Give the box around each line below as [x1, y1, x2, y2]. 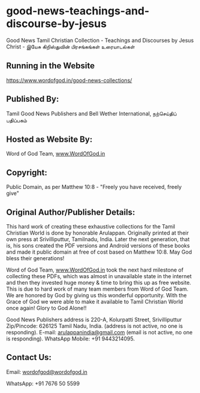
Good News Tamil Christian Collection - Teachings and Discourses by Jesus [6, 36, 194, 44]
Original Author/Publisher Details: [6, 207, 135, 217]
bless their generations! [6, 255, 65, 261]
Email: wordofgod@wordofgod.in [6, 368, 88, 375]
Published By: [6, 94, 59, 104]
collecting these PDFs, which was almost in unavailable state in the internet [6, 273, 192, 279]
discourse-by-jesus [6, 17, 107, 31]
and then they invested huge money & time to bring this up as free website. [6, 279, 192, 286]
